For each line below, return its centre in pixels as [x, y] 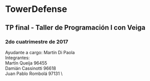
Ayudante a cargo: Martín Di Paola [40, 52]
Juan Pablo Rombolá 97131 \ [34, 74]
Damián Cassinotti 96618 [31, 68]
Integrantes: [17, 58]
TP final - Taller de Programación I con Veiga [75, 28]
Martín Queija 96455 [26, 63]
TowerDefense [36, 9]
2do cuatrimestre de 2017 [37, 42]
